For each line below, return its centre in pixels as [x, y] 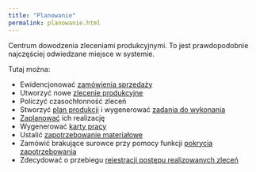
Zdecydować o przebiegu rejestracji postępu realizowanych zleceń [129, 159]
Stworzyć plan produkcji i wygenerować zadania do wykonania [122, 109]
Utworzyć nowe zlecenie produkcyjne [81, 92]
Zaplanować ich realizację [62, 118]
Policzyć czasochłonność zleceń [73, 101]
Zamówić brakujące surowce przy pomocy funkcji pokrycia [116, 143]
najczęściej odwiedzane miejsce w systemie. [81, 54]
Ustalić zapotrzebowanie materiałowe [81, 134]
